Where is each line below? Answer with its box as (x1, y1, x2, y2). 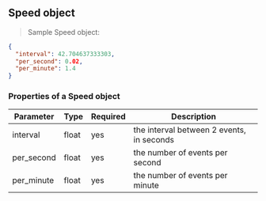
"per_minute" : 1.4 (15, 65, 77, 73)
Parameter (13, 111, 55, 122)
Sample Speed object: (27, 27, 101, 36)
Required (90, 111, 127, 122)
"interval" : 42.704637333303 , (15, 50, 115, 58)
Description (171, 111, 216, 122)
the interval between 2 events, (133, 124, 247, 135)
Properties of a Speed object (8, 91, 120, 102)
